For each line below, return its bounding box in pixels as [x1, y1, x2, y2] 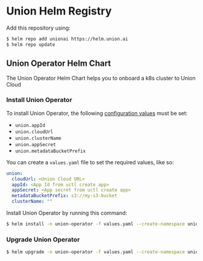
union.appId [14, 122, 45, 128]
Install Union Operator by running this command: [6, 210, 127, 217]
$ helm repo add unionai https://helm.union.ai [6, 36, 129, 42]
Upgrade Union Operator [6, 235, 80, 243]
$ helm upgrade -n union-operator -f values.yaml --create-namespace [6, 249, 185, 255]
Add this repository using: [6, 24, 71, 31]
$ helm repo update [6, 41, 56, 48]
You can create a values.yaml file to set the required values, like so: [6, 158, 174, 166]
